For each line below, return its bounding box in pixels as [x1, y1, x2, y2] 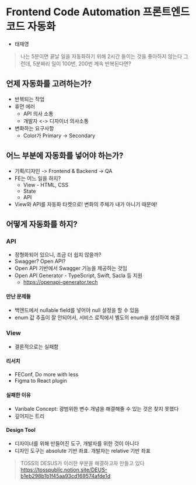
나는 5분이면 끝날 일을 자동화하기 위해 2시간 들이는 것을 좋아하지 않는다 [20, 53, 183, 60]
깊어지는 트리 [14, 413, 45, 420]
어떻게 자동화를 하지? [6, 219, 78, 229]
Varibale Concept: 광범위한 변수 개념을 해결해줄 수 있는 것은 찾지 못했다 [14, 406, 179, 413]
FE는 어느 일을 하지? [14, 175, 61, 182]
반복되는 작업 [14, 95, 45, 102]
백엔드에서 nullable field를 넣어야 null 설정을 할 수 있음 [14, 307, 139, 314]
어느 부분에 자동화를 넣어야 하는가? [6, 151, 124, 161]
